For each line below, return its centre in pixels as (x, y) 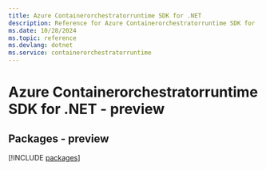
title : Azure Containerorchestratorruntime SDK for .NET (105, 16)
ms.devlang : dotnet (41, 45)
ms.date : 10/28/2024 (43, 30)
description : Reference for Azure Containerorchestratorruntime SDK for (132, 23)
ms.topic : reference (43, 38)
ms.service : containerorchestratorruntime (80, 53)
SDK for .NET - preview (87, 109)
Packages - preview (59, 138)
